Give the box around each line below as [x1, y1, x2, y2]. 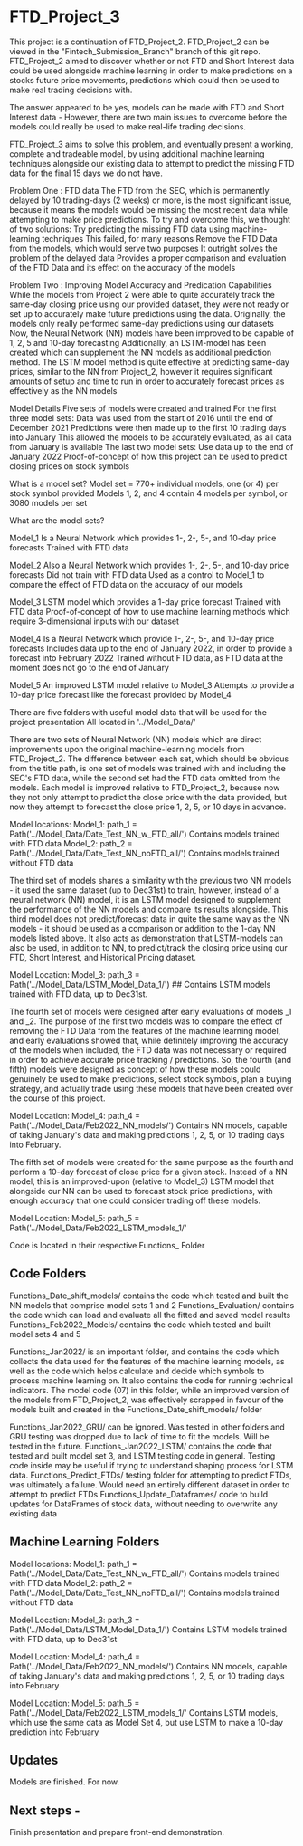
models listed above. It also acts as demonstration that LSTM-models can [9, 933, 283, 943]
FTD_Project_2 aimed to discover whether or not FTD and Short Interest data [9, 55, 295, 66]
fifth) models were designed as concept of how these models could [9, 1064, 261, 1075]
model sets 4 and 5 [9, 1328, 81, 1339]
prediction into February [9, 1726, 99, 1737]
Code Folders [9, 1266, 87, 1282]
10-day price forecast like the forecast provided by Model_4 [9, 689, 232, 700]
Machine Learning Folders [9, 1535, 160, 1550]
